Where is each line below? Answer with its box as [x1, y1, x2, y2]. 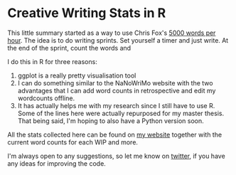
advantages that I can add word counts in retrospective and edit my [17, 86, 216, 95]
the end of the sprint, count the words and [7, 43, 132, 52]
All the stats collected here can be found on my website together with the [7, 130, 222, 139]
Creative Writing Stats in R [7, 5, 166, 21]
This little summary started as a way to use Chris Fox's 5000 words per [7, 28, 216, 37]
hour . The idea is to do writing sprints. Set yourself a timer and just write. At [7, 36, 229, 44]
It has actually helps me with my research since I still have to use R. [17, 101, 215, 110]
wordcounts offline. [17, 94, 75, 102]
